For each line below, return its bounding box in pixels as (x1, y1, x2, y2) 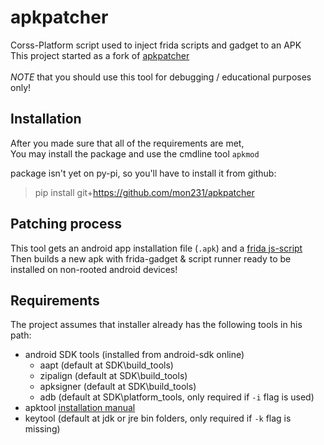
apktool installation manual (24, 402, 136, 414)
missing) (24, 423, 61, 435)
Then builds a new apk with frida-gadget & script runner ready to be (10, 252, 292, 265)
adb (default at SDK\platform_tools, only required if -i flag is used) (39, 391, 315, 403)
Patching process (10, 216, 122, 233)
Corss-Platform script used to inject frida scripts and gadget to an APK (10, 39, 302, 51)
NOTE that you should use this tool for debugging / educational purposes (10, 71, 312, 83)
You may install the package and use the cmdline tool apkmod (10, 147, 260, 160)
